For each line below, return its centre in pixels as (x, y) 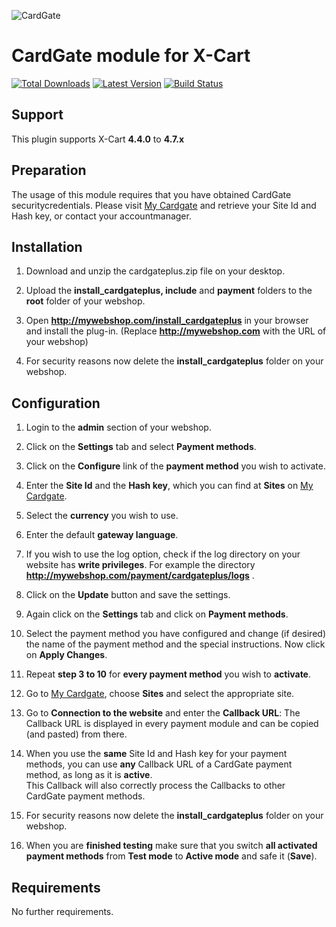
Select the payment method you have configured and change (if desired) (175, 634)
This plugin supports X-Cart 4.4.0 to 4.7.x (98, 139)
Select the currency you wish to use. (102, 516)
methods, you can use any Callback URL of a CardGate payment (159, 764)
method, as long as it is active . (89, 775)
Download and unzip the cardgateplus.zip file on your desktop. (155, 271)
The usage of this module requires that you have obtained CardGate (151, 194)
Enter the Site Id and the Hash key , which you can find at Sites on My (169, 486)
